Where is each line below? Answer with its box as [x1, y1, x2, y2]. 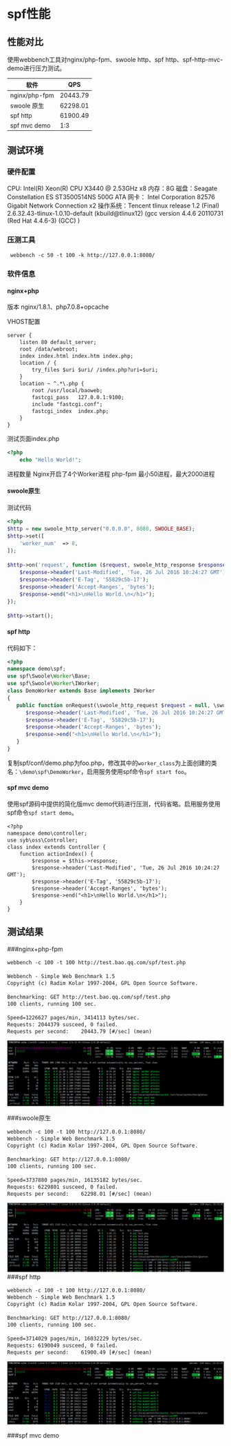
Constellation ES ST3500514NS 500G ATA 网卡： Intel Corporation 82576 [7, 192, 215, 201]
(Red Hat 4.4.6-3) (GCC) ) [7, 216, 80, 225]
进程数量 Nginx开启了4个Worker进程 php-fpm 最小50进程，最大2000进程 [7, 469, 215, 478]
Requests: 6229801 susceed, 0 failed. [7, 1183, 118, 1190]
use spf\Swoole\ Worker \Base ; [7, 673, 91, 680]
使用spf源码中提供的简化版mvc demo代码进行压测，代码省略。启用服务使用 [7, 800, 221, 808]
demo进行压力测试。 [7, 64, 66, 72]
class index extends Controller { [7, 844, 107, 851]
